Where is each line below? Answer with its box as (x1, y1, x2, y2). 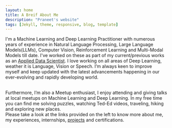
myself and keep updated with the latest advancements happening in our (5, 69, 160, 75)
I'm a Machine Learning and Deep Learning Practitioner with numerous (5, 36, 155, 42)
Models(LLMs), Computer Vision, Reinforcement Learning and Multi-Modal (5, 47, 163, 53)
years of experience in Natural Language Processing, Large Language (5, 42, 154, 48)
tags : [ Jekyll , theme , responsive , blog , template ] (5, 22, 118, 27)
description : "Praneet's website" (5, 17, 80, 22)
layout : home (5, 7, 33, 13)
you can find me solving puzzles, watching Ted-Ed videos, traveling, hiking (5, 101, 164, 107)
